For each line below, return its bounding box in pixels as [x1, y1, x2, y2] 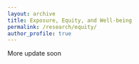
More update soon [7, 49, 62, 58]
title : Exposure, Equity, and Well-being [7, 17, 133, 24]
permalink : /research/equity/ [7, 23, 98, 30]
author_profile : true [7, 30, 72, 37]
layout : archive [7, 10, 56, 18]
